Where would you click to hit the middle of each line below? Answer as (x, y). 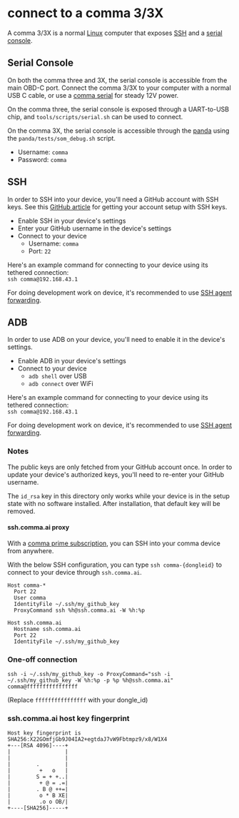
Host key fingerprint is (44, 733)
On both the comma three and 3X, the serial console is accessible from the (117, 80)
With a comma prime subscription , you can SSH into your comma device (114, 543)
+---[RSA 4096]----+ (38, 746)
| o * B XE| (38, 796)
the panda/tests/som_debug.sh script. (62, 138)
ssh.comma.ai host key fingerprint (68, 719)
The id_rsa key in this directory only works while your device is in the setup (119, 496)
